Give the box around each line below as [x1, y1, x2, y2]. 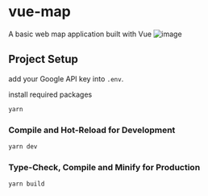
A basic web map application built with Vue [8, 29, 152, 39]
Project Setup [8, 52, 79, 66]
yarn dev [8, 142, 38, 151]
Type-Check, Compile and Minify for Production [8, 161, 201, 173]
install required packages [8, 90, 93, 99]
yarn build [8, 180, 45, 188]
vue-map [8, 2, 71, 21]
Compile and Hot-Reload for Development [8, 124, 176, 136]
